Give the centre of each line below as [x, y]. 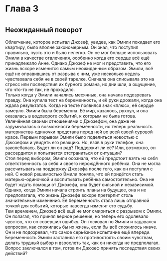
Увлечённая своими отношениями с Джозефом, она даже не [70, 121]
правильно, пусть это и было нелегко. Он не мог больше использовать [81, 52]
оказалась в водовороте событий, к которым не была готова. [71, 116]
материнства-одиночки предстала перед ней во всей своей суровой [79, 132]
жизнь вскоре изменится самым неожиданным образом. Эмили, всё [79, 68]
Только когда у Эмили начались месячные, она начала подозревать [78, 94]
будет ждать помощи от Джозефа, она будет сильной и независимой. [80, 184]
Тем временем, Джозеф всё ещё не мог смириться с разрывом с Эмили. [84, 211]
